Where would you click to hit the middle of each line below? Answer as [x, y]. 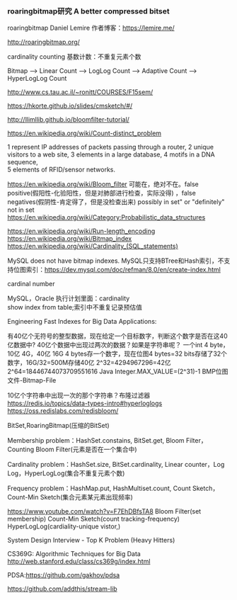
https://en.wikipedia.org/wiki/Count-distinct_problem [84, 133]
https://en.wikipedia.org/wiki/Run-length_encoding [81, 231]
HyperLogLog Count [37, 79]
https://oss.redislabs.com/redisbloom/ [63, 411]
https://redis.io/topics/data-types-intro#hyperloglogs [85, 403]
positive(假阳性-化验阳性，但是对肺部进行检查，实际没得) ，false [102, 193]
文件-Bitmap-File [32, 380]
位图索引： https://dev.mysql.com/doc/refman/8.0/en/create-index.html [117, 270]
